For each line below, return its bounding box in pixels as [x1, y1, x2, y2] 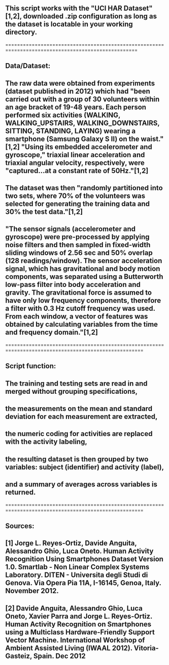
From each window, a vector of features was [5, 312, 148, 321]
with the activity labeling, [5, 438, 87, 446]
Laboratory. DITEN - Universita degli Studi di [5, 571, 148, 580]
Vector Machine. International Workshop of [5, 635, 145, 644]
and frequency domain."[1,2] [5, 328, 98, 337]
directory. [5, 28, 37, 37]
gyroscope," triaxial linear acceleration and [5, 150, 145, 159]
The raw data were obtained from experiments [5, 79, 155, 88]
